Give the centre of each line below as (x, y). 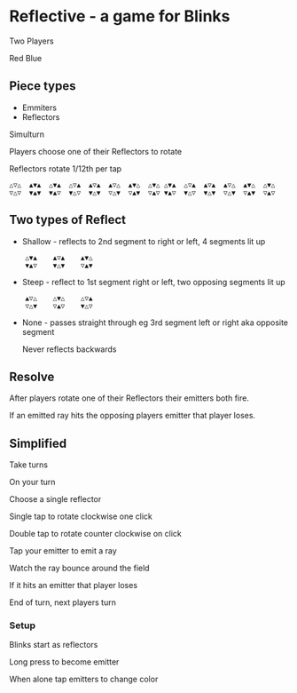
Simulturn (27, 134)
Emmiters (39, 108)
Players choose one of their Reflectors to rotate (96, 151)
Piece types (43, 86)
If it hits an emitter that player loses (74, 585)
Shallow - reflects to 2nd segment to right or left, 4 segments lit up (144, 241)
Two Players (32, 41)
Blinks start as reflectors (54, 645)
